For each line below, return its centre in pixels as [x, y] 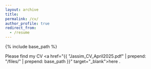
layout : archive [22, 10]
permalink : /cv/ [22, 19]
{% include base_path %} [31, 47]
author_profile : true [27, 23]
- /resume [20, 33]
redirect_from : [21, 28]
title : [12, 14]
